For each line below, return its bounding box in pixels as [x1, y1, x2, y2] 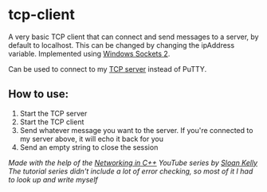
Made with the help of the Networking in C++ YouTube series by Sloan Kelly [8, 158, 257, 167]
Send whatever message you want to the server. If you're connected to [19, 125, 253, 135]
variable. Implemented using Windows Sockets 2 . [8, 49, 171, 58]
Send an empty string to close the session [19, 142, 159, 152]
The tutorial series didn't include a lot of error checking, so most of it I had [8, 166, 253, 176]
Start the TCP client [19, 117, 84, 127]
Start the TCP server [19, 108, 88, 118]
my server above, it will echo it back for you [19, 134, 163, 143]
